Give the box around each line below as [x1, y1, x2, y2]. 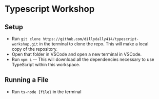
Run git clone [11, 36, 41, 41]
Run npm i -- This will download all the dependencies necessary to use [11, 57, 155, 62]
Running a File [4, 76, 49, 84]
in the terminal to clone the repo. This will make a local [39, 41, 149, 47]
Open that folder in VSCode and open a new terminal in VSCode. [11, 51, 142, 57]
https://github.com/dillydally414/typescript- [42, 37, 139, 41]
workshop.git [11, 42, 39, 47]
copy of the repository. [11, 46, 58, 52]
